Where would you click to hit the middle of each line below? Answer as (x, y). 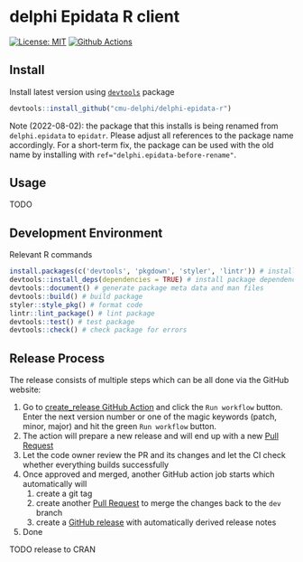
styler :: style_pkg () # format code (76, 304)
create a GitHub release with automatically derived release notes (156, 522)
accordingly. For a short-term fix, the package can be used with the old (142, 145)
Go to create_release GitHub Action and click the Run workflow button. (152, 407)
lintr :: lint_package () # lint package (82, 314)
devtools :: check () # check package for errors (98, 330)
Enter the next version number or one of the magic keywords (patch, (149, 417)
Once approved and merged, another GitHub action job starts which (148, 474)
